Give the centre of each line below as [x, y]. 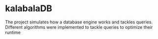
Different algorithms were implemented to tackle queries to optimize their [79, 27]
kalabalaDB [29, 9]
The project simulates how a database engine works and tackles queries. [79, 22]
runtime [13, 32]
